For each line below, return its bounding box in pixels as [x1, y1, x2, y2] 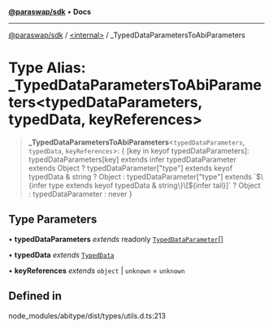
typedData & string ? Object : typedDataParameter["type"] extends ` [28, 171, 257, 181]
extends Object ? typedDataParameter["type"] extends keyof [28, 162, 233, 173]
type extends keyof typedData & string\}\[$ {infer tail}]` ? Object [48, 180, 262, 190]
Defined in [8, 289, 63, 303]
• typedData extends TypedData [8, 249, 115, 259]
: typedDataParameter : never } [28, 188, 132, 198]
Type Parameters [8, 213, 97, 227]
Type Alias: [8, 58, 87, 77]
